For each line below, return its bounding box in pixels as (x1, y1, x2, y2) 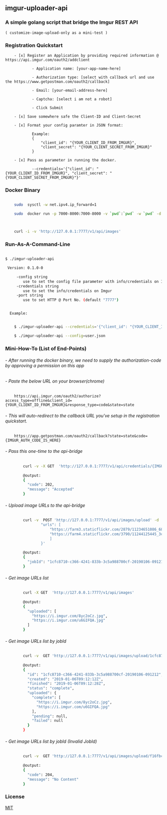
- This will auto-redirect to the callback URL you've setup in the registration (5, 413, 160, 419)
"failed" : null (31, 718, 64, 723)
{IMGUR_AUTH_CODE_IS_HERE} (5, 438, 61, 443)
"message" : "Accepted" (27, 487, 75, 492)
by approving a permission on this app (5, 363, 84, 369)
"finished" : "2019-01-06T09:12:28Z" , (27, 681, 106, 686)
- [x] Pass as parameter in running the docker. (14, 157, 117, 162)
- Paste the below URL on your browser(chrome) (5, 378, 105, 384)
